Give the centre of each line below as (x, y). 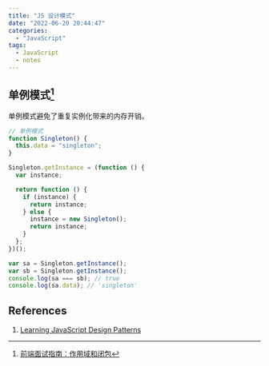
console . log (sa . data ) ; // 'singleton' (73, 286)
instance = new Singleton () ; (78, 219)
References (38, 310)
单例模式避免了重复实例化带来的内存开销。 (78, 116)
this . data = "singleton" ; (59, 146)
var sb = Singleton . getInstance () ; (68, 271)
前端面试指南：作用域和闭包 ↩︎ (70, 354)
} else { (37, 212)
